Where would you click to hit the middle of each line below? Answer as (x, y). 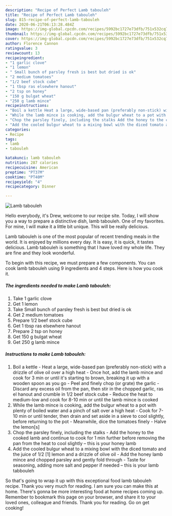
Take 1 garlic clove (32, 299)
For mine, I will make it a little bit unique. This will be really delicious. (77, 227)
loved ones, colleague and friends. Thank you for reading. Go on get (77, 503)
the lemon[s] (26, 427)
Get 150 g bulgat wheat (37, 337)
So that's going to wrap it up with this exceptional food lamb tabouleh (79, 481)
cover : (12, 39)
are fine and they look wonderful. (40, 253)
